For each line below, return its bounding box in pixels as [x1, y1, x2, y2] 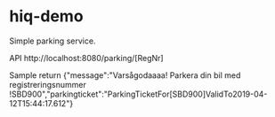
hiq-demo [9, 6, 84, 27]
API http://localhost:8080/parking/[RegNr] [9, 52, 164, 63]
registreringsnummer [9, 79, 86, 90]
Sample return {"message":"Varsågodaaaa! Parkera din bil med [9, 69, 241, 81]
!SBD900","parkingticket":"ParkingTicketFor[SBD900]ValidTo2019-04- [9, 89, 268, 99]
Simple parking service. [9, 35, 96, 46]
